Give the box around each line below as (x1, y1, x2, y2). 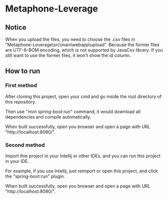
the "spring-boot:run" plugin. (5, 173, 65, 179)
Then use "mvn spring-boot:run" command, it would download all (5, 109, 141, 115)
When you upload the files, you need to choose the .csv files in (5, 36, 135, 42)
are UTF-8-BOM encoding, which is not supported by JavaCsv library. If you (5, 47, 163, 53)
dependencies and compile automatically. (5, 114, 91, 120)
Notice (5, 23, 27, 32)
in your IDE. (5, 158, 29, 164)
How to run (5, 67, 41, 75)
